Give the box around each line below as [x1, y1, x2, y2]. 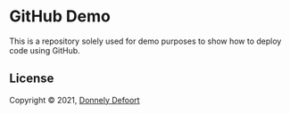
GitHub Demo [9, 6, 112, 27]
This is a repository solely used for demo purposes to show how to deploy [9, 36, 282, 46]
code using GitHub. [9, 45, 80, 55]
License [9, 71, 54, 86]
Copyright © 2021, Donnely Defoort [9, 94, 140, 105]
